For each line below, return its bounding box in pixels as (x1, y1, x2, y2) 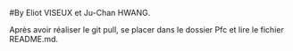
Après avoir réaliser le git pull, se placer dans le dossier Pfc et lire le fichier (9, 25, 284, 34)
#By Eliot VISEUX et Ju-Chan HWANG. (9, 8, 151, 18)
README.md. (9, 34, 59, 44)
